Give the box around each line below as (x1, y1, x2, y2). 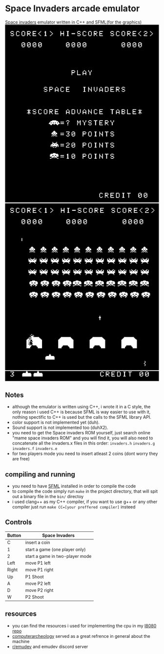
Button (7, 532, 21, 538)
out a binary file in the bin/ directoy (12, 493, 84, 499)
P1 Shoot (25, 574, 44, 579)
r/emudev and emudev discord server (12, 643, 88, 650)
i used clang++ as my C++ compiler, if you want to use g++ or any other (12, 499, 158, 504)
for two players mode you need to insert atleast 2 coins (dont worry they (12, 451, 158, 456)
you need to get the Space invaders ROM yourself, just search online (12, 430, 150, 436)
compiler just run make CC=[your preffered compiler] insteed (12, 503, 136, 510)
